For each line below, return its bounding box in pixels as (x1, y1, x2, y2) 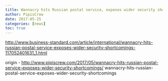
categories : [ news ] (5, 21, 46, 26)
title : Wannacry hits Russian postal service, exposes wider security (5, 7, 155, 12)
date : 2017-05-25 (5, 16, 41, 21)
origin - (5, 60, 20, 66)
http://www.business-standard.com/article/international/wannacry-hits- (5, 39, 153, 45)
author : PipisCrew (5, 12, 43, 17)
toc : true (5, 26, 26, 31)
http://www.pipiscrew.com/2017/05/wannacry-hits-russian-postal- (21, 60, 158, 66)
